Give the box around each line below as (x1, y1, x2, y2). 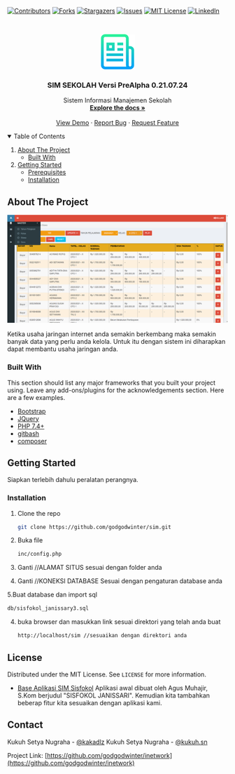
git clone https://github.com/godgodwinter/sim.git (17, 523, 171, 531)
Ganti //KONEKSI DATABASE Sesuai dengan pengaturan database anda (17, 577, 222, 585)
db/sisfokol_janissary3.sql (7, 605, 90, 612)
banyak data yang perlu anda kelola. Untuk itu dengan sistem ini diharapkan (7, 338, 226, 346)
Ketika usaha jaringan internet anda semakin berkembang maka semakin (7, 330, 217, 338)
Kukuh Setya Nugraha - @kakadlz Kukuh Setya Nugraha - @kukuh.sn (7, 738, 208, 746)
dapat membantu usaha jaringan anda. (7, 345, 119, 354)
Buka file (17, 536, 43, 545)
